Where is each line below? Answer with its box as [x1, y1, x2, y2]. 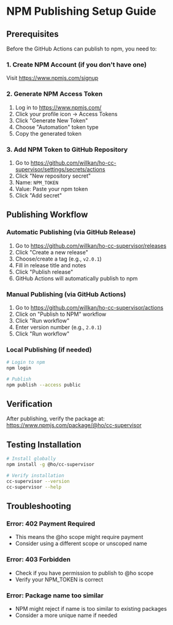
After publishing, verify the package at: [6, 415, 106, 422]
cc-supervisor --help [6, 484, 62, 490]
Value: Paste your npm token [15, 185, 88, 192]
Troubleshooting [6, 501, 72, 511]
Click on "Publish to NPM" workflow [15, 310, 107, 318]
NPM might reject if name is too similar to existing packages [15, 605, 167, 612]
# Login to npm [6, 360, 45, 366]
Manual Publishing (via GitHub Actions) [6, 290, 126, 299]
